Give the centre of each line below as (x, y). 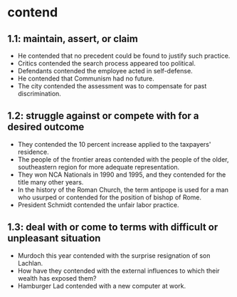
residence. (33, 152)
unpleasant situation (54, 238)
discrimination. (39, 94)
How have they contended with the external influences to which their (118, 271)
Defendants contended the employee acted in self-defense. (105, 71)
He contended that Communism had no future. (86, 78)
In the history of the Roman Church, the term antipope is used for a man (123, 189)
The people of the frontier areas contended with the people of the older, (123, 159)
